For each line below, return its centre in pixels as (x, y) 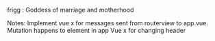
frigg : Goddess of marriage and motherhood (71, 10)
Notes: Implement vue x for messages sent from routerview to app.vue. (108, 23)
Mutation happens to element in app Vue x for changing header (97, 30)
